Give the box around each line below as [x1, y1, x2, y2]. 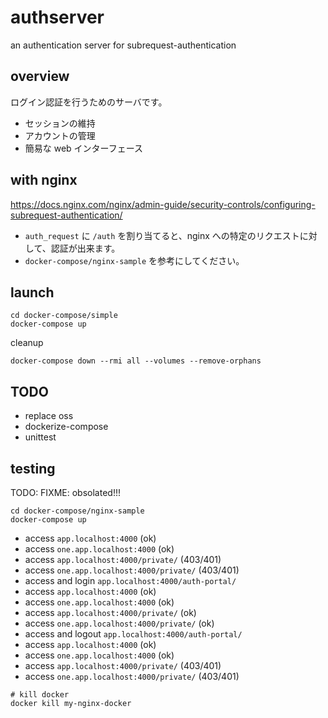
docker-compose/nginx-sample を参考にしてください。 [24, 254, 245, 266]
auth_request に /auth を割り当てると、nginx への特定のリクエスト [24, 229, 300, 241]
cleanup [10, 337, 44, 349]
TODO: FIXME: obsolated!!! [10, 487, 121, 498]
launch [10, 284, 55, 301]
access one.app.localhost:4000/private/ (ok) [24, 617, 215, 629]
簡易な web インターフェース [24, 142, 144, 154]
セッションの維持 [24, 117, 96, 129]
